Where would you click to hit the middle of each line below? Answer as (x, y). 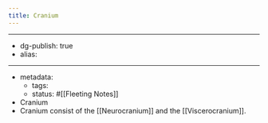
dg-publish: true (46, 45)
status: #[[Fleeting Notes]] (75, 94)
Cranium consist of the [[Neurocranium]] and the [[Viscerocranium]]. (133, 110)
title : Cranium (33, 15)
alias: (28, 54)
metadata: (36, 77)
